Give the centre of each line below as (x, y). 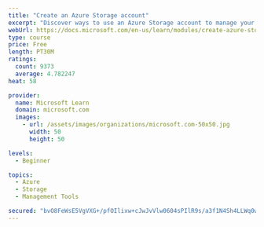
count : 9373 (35, 67)
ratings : (22, 60)
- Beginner (33, 161)
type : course (29, 37)
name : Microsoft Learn (52, 103)
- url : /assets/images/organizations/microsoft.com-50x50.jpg (126, 125)
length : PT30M (31, 52)
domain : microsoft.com (52, 110)
